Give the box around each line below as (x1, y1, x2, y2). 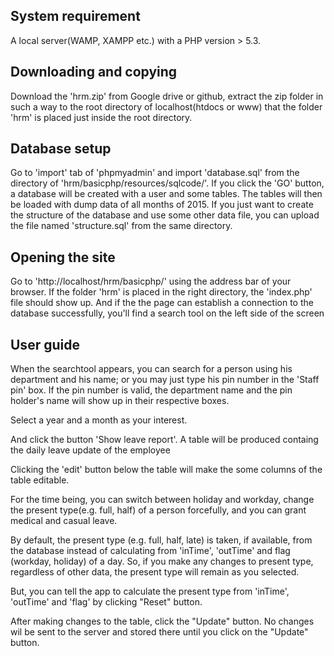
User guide (10, 336, 80, 353)
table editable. (10, 474, 70, 486)
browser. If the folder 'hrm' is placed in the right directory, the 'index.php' (10, 286, 313, 298)
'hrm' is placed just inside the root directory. (10, 111, 193, 123)
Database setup (10, 140, 112, 158)
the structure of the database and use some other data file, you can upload (10, 209, 320, 221)
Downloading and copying (10, 64, 178, 81)
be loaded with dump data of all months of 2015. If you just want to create (10, 199, 314, 211)
